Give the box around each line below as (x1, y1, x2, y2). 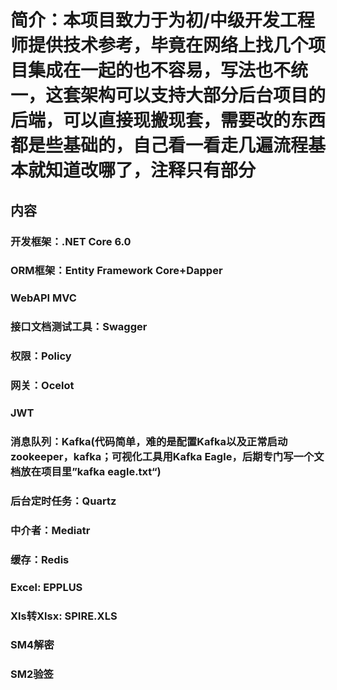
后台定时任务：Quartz (10, 494, 117, 508)
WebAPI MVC (10, 291, 77, 305)
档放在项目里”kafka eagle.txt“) (10, 464, 162, 478)
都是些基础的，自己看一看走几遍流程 (10, 134, 309, 157)
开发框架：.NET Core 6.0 (10, 234, 132, 248)
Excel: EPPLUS (10, 580, 83, 594)
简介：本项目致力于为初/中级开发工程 (10, 9, 315, 32)
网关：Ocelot (10, 379, 75, 393)
